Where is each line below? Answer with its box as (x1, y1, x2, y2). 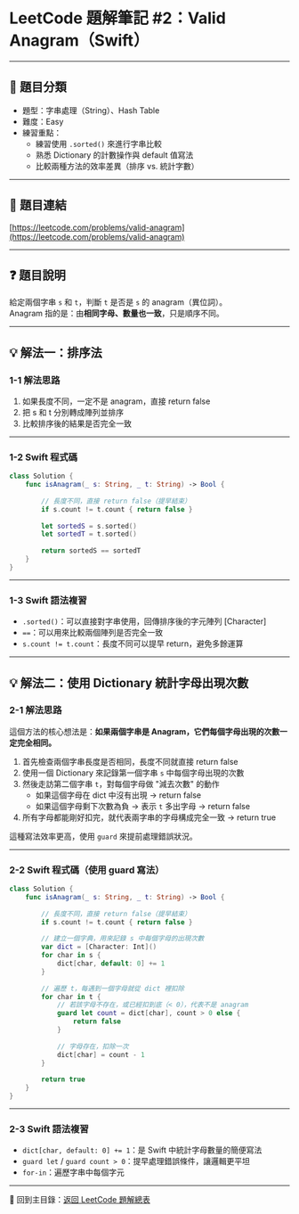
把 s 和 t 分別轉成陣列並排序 (21, 407, 125, 418)
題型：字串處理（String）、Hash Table (21, 104, 160, 116)
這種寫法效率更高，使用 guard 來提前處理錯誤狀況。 (9, 831, 198, 841)
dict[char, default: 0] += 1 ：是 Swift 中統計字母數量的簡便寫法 (21, 1144, 263, 1155)
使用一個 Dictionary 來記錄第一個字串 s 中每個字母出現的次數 (21, 767, 245, 778)
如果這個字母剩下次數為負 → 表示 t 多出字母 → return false (35, 800, 251, 811)
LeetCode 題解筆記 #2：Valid (9, 8, 227, 29)
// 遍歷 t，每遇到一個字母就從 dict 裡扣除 (41, 984, 185, 993)
